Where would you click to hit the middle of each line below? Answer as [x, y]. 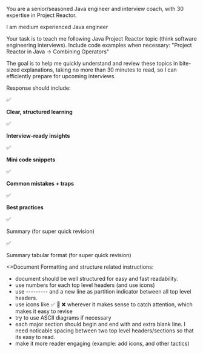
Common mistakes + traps [40, 183]
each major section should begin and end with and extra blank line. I [100, 324]
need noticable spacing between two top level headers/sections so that [104, 331]
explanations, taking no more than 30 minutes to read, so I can [99, 70]
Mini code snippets [31, 160]
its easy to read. [35, 337]
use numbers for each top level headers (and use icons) [85, 285]
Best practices [25, 207]
